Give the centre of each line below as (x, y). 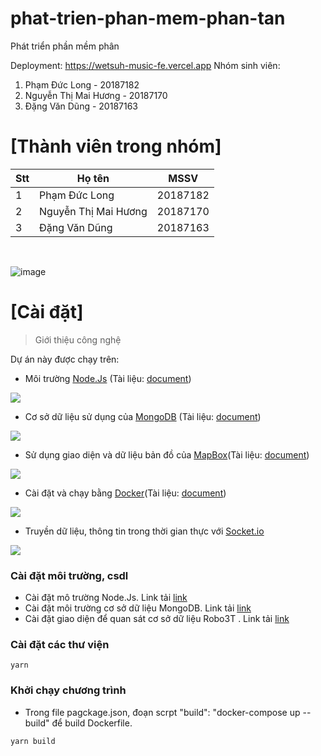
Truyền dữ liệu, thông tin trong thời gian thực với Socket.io (144, 531)
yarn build (33, 741)
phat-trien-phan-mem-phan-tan (148, 18)
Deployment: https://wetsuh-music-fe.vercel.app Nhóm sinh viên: (145, 65)
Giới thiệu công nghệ (78, 339)
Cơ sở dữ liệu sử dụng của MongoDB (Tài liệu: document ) (143, 416)
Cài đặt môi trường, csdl (69, 575)
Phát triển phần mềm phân (65, 46)
